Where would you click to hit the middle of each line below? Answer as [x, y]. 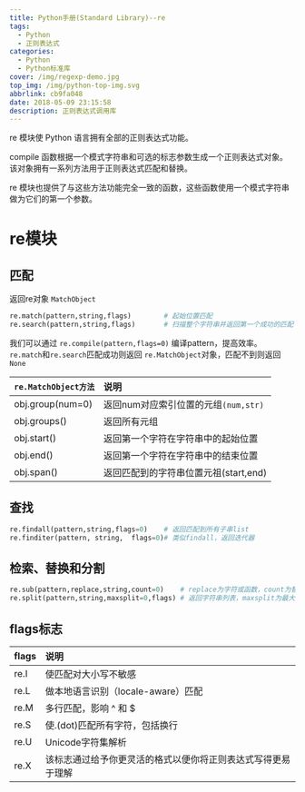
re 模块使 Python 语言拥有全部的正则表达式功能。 [101, 138]
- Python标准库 [44, 69]
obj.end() [34, 455]
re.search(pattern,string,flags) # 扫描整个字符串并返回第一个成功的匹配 [152, 325]
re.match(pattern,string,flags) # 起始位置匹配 [111, 316]
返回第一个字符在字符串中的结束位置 [181, 455]
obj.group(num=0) [54, 404]
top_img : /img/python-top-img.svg [75, 85]
